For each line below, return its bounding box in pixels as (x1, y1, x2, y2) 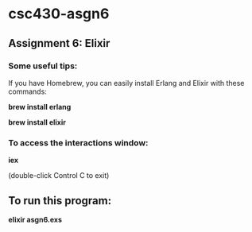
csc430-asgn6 (8, 5, 110, 23)
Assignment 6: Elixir (8, 37, 110, 50)
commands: (8, 87, 48, 96)
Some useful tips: (8, 60, 78, 72)
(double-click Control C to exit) (8, 171, 110, 180)
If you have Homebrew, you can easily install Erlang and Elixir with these (8, 78, 245, 87)
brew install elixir (8, 117, 66, 127)
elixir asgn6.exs (8, 215, 62, 224)
